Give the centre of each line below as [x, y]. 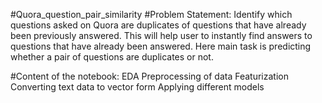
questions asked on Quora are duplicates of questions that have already [158, 25]
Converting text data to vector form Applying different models [137, 87]
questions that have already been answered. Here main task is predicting [161, 46]
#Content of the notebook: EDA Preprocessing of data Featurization [149, 76]
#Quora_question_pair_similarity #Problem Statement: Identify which [151, 14]
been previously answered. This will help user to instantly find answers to [161, 35]
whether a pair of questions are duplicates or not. [112, 57]
